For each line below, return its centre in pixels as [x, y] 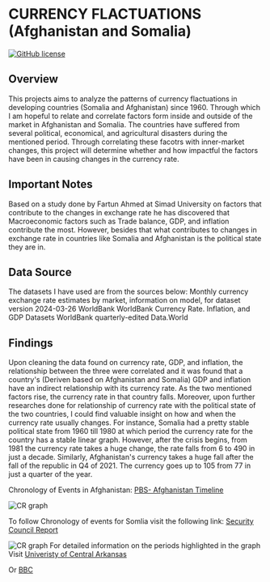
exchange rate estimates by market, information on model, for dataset [124, 300]
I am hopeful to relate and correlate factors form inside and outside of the [131, 116]
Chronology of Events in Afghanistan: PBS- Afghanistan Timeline [116, 490]
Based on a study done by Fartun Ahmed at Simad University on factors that [135, 204]
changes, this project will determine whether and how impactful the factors [133, 150]
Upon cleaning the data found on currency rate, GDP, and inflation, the [126, 363]
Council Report [33, 530]
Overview [34, 79]
